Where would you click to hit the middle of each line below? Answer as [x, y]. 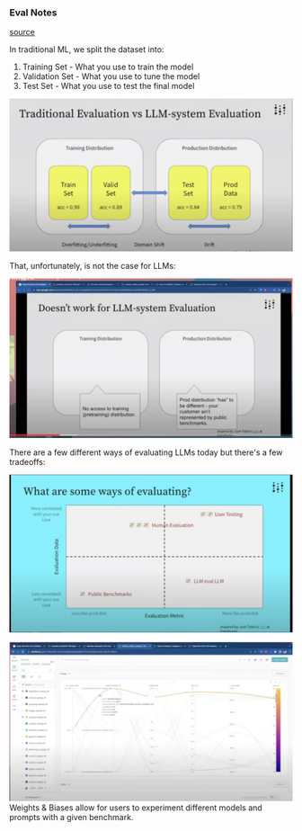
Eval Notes [33, 13]
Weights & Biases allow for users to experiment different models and [136, 808]
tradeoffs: [27, 461]
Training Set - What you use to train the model [108, 67]
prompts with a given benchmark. [71, 817]
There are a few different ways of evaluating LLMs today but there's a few [146, 452]
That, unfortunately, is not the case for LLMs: [93, 266]
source [22, 32]
